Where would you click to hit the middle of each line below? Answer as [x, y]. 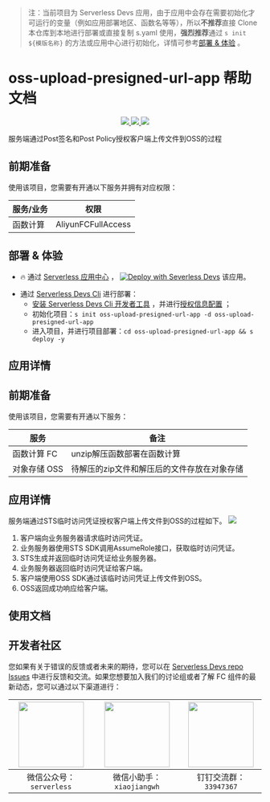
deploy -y [49, 339]
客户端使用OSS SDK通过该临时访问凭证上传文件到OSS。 [113, 578]
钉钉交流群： [221, 777]
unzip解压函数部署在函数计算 [126, 453]
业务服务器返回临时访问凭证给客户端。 [83, 568]
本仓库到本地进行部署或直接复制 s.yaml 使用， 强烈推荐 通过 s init [137, 33]
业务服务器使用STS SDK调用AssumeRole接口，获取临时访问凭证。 [129, 548]
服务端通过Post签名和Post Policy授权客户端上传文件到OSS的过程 [115, 138]
